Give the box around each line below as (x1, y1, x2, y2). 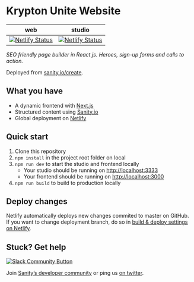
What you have (6, 86, 63, 96)
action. (6, 57, 24, 64)
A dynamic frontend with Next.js (14, 102, 94, 109)
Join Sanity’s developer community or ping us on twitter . (6, 270, 144, 277)
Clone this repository (14, 148, 66, 155)
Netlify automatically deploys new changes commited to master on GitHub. (6, 212, 189, 220)
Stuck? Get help (6, 242, 66, 252)
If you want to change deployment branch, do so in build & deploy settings (6, 218, 188, 225)
